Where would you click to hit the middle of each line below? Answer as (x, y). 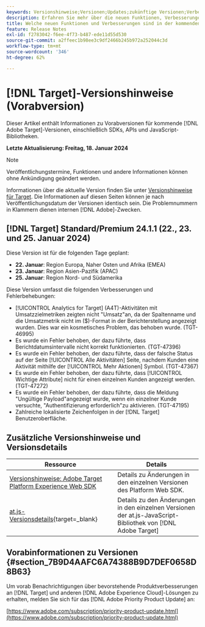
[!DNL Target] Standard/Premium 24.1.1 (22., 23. (99, 228)
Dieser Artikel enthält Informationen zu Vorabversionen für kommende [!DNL (102, 123)
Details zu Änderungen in (154, 475)
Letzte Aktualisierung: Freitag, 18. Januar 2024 (67, 148)
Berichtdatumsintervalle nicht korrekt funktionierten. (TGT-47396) (98, 347)
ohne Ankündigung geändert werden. (53, 178)
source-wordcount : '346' (38, 52)
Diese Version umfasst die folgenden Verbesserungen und (80, 290)
